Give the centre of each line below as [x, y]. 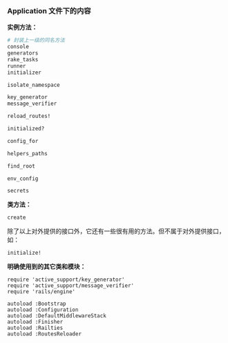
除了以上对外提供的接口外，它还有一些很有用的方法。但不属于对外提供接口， [116, 231]
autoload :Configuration [43, 310]
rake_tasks [23, 59]
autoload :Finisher [35, 322]
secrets [18, 190]
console [18, 47]
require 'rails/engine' [41, 291]
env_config [23, 178]
